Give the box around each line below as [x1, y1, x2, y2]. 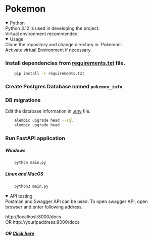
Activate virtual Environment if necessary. [5, 47, 92, 53]
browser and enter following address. [5, 203, 83, 210]
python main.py [14, 160, 46, 165]
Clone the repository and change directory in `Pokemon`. [5, 41, 124, 47]
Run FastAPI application [5, 135, 66, 142]
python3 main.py [14, 184, 49, 189]
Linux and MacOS [5, 171, 44, 177]
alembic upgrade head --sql [14, 118, 73, 123]
